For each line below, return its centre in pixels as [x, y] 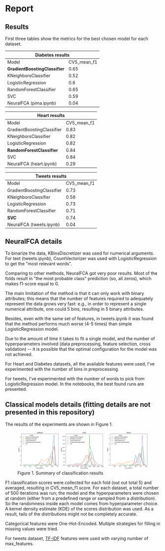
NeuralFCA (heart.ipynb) [32, 164]
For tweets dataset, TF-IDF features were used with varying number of [77, 538]
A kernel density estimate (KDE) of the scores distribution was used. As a [79, 509]
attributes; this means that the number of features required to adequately [79, 298]
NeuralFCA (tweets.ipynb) [33, 224]
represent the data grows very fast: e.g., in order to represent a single [76, 304]
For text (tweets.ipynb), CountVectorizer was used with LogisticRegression [81, 258]
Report [19, 9]
